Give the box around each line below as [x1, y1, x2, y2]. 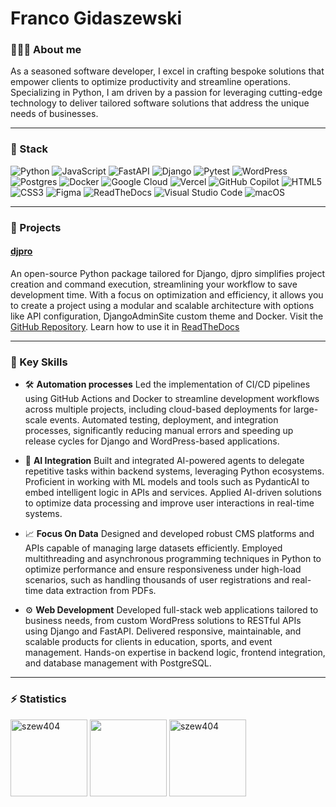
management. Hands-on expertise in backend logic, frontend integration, [24, 647, 326, 659]
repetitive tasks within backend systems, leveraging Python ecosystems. [24, 465, 325, 477]
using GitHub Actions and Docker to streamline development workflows [24, 393, 320, 405]
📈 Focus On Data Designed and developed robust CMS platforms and [24, 528, 315, 540]
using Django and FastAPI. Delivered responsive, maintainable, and [24, 625, 302, 637]
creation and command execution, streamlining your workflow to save [10, 278, 298, 290]
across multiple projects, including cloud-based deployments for [24, 403, 292, 416]
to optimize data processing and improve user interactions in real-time [24, 497, 315, 509]
